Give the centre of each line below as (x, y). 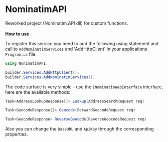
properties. (17, 134)
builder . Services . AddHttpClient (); (42, 72)
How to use (17, 34)
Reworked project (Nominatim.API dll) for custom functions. (67, 23)
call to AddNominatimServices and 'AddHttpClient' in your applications (76, 49)
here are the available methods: (38, 92)
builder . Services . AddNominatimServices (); (50, 77)
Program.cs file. (21, 54)
